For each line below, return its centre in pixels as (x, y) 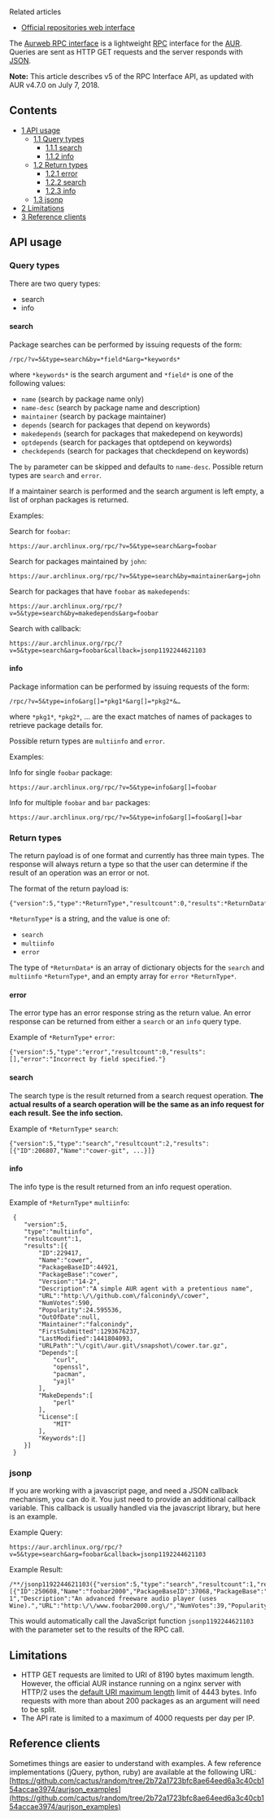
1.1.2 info (59, 156)
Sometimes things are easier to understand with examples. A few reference (135, 1763)
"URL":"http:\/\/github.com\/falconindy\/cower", (124, 1295)
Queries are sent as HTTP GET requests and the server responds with (126, 52)
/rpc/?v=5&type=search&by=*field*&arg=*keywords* (95, 359)
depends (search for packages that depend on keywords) (115, 425)
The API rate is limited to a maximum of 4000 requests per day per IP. (138, 1718)
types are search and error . (56, 475)
